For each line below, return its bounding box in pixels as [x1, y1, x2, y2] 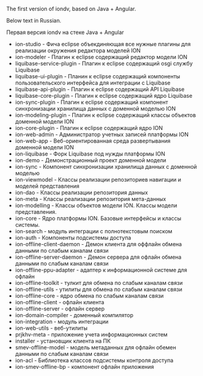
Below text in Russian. [6, 17, 62, 24]
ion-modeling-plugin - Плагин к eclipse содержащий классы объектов [15, 112, 196, 118]
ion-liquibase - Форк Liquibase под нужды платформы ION [15, 150, 165, 157]
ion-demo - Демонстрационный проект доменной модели [15, 157, 167, 163]
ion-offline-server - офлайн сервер [15, 305, 105, 312]
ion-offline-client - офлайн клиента [15, 299, 105, 306]
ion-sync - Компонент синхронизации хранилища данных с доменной [15, 163, 198, 170]
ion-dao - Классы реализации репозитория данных [15, 189, 148, 196]
